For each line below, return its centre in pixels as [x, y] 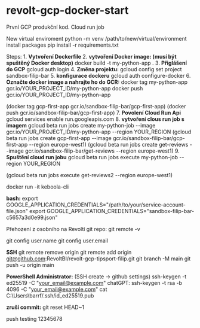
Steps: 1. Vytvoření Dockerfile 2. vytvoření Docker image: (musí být [92, 56]
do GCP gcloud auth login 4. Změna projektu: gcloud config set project [94, 69]
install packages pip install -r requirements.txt [63, 45]
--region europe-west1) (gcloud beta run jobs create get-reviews [109, 144]
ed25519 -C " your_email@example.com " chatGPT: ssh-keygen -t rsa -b [94, 283]
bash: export [22, 198]
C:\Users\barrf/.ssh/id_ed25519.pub [50, 295]
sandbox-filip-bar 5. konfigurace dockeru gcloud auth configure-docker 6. [99, 75]
